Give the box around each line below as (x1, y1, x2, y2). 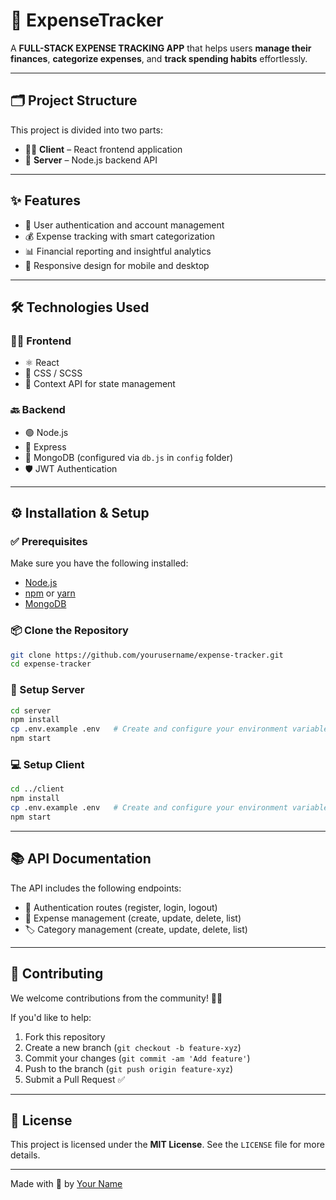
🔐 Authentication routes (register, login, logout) (24, 901, 218, 913)
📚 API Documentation (10, 850, 152, 868)
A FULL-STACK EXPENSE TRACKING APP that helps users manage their (10, 42, 312, 54)
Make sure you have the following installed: (10, 557, 189, 569)
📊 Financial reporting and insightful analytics (24, 245, 212, 257)
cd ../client (10, 784, 65, 794)
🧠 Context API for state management (24, 378, 176, 390)
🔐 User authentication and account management (24, 219, 225, 231)
